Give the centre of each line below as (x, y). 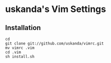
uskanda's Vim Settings (56, 9)
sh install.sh (20, 56)
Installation (23, 28)
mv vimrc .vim (20, 48)
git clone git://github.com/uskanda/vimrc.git (54, 43)
